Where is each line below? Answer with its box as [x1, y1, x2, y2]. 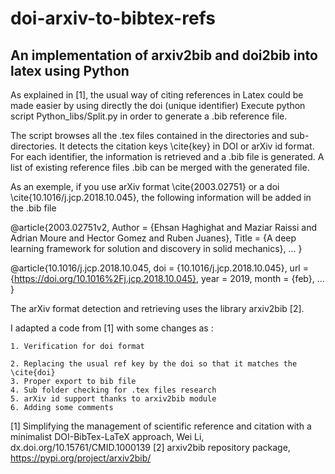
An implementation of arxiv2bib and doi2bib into [10, 47, 318, 64]
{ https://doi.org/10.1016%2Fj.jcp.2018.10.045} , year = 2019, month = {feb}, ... [10, 273, 325, 284]
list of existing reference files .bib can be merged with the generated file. [10, 162, 310, 173]
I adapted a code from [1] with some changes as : [10, 322, 214, 334]
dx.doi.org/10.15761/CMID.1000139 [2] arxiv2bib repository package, [10, 442, 291, 453]
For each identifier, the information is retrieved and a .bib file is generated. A [10, 151, 325, 162]
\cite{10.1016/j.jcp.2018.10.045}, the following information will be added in [10, 192, 312, 203]
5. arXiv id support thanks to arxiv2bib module [10, 394, 217, 404]
